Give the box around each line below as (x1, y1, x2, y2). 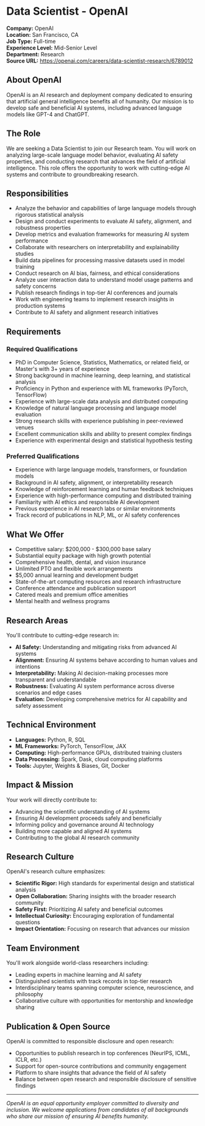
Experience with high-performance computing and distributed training (15, 492, 192, 500)
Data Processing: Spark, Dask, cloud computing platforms (15, 755, 163, 763)
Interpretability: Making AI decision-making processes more (15, 669, 169, 677)
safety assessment (15, 702, 63, 709)
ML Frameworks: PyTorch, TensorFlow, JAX (15, 742, 127, 749)
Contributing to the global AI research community (15, 834, 140, 841)
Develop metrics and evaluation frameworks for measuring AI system (15, 231, 189, 238)
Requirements (6, 326, 61, 337)
